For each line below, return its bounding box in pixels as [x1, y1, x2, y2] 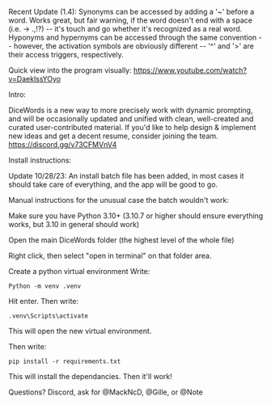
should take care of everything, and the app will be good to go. [8, 179, 218, 189]
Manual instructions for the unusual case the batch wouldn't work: [8, 196, 229, 205]
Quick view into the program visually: [8, 65, 132, 75]
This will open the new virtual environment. [8, 327, 152, 335]
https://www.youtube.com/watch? [133, 65, 248, 75]
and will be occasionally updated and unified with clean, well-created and [8, 114, 254, 124]
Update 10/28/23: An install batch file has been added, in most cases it [8, 171, 244, 180]
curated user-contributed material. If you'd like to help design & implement [8, 123, 256, 132]
